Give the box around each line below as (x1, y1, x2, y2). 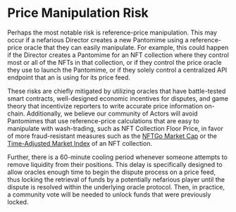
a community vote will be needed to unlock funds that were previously (7, 190, 211, 199)
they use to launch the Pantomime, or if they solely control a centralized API (7, 66, 228, 74)
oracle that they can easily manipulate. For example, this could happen (23, 43, 229, 51)
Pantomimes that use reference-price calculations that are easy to (7, 116, 199, 125)
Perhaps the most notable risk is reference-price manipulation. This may (7, 28, 217, 37)
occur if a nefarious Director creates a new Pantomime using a (7, 35, 189, 44)
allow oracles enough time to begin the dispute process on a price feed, (7, 168, 216, 176)
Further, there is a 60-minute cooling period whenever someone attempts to (7, 153, 228, 161)
